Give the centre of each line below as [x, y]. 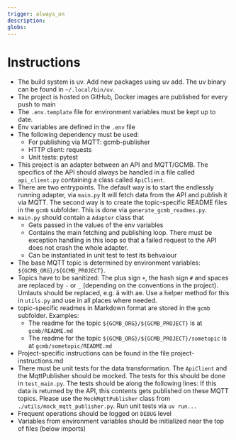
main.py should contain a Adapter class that [81, 218]
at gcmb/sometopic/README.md [70, 346]
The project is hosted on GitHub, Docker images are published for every [123, 97]
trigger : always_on [36, 14]
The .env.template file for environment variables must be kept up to [117, 112]
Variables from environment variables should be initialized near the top [121, 421]
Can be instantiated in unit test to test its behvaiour [102, 255]
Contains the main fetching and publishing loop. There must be [120, 233]
